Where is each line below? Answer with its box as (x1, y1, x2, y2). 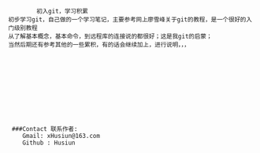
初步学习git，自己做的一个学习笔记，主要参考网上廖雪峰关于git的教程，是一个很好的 (8, 16, 247, 24)
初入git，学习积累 (36, 7, 88, 15)
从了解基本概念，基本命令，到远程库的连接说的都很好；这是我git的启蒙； (8, 32, 213, 40)
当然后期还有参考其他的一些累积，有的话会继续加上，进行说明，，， (8, 41, 191, 49)
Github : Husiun (22, 139, 76, 147)
